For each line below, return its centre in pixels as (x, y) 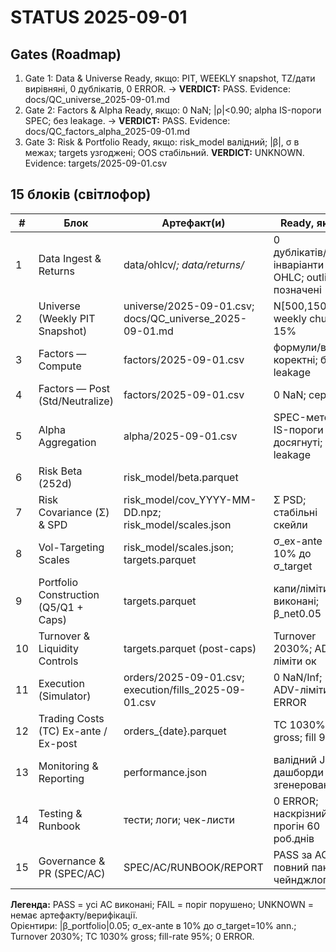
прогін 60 (296, 826)
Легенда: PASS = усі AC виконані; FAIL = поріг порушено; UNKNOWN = (162, 904)
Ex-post (58, 743)
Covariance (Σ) (74, 512)
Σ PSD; (290, 499)
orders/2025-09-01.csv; (184, 677)
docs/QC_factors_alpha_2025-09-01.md (107, 131)
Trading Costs (71, 718)
